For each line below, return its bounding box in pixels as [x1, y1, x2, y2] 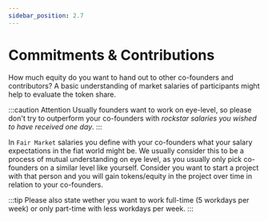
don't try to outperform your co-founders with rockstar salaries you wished [8, 113, 258, 123]
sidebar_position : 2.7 [8, 11, 84, 20]
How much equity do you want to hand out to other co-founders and [8, 73, 234, 82]
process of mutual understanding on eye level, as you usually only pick [8, 154, 242, 164]
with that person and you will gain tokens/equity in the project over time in [8, 171, 253, 180]
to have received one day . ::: [8, 121, 102, 132]
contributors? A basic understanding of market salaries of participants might [8, 81, 260, 90]
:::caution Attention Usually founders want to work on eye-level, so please [8, 105, 252, 114]
